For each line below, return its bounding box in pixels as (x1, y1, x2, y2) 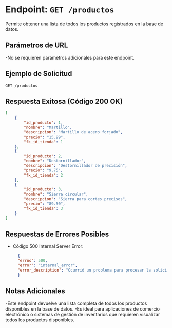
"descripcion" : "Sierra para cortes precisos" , (24, 197, 127, 202)
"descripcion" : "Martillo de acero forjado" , (24, 129, 123, 134)
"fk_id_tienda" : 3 (24, 206, 63, 211)
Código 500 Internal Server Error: (12, 243, 84, 249)
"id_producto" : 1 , (24, 120, 63, 125)
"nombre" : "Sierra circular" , (24, 191, 88, 197)
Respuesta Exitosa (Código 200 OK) (5, 97, 123, 106)
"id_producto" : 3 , (24, 187, 63, 192)
